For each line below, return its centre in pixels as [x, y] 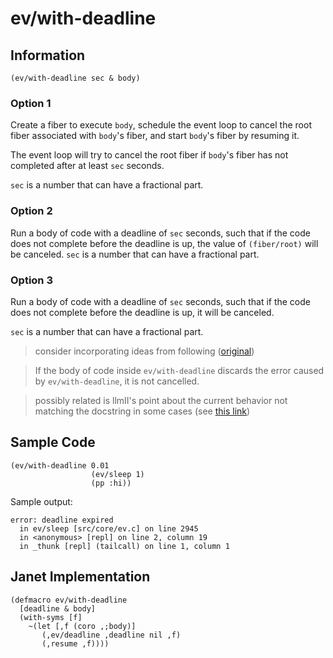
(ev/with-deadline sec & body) [75, 78]
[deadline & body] [58, 608]
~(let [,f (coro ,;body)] [82, 626]
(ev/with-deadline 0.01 [60, 465]
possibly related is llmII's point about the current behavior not [161, 400]
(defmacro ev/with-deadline [69, 600]
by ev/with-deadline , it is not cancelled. [117, 381]
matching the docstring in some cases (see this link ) [142, 411]
